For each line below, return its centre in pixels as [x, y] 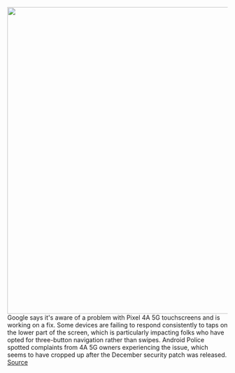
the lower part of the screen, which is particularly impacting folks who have [116, 332]
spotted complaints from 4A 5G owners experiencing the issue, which [108, 347]
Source [17, 362]
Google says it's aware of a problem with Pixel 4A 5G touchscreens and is [114, 318]
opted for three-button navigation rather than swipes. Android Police [106, 340]
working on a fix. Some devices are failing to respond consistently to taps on [117, 325]
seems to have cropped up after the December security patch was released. [117, 355]
